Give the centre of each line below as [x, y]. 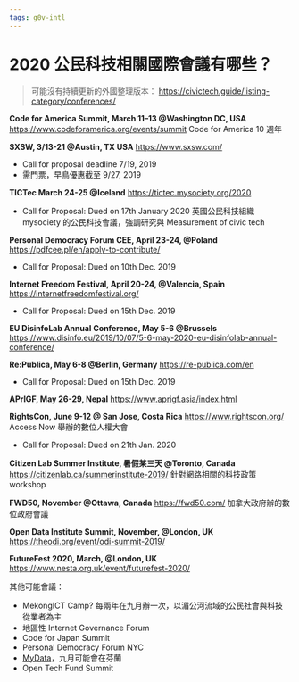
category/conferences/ [73, 101]
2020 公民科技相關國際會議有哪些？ [141, 64]
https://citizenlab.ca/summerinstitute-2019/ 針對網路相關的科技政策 [133, 474]
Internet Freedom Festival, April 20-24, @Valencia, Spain [117, 284]
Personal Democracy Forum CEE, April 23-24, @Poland [114, 240]
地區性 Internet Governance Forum [86, 628]
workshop [28, 484]
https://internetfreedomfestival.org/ [75, 293]
